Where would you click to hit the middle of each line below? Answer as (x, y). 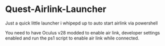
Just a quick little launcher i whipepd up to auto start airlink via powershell (81, 23)
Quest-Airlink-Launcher (56, 9)
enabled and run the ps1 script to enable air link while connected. (72, 38)
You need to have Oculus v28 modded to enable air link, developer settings (82, 32)
